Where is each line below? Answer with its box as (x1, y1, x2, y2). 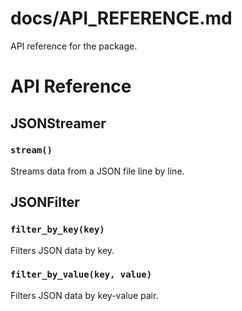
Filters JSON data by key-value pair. (10, 289, 159, 301)
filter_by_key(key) (10, 224, 105, 236)
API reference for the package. (10, 40, 138, 52)
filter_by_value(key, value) (10, 269, 153, 281)
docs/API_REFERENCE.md (10, 7, 233, 30)
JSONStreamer (10, 115, 107, 132)
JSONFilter (10, 194, 80, 211)
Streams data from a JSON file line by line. (10, 165, 185, 177)
